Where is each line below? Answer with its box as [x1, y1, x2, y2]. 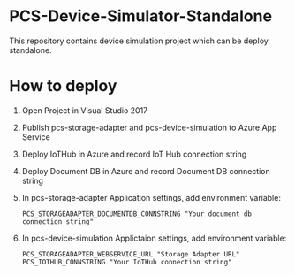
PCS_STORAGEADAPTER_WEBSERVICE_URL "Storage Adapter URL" [21, 249, 240, 258]
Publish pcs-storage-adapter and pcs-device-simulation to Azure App [21, 122, 277, 133]
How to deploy [9, 76, 117, 96]
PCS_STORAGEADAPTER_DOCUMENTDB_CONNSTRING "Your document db [21, 210, 253, 218]
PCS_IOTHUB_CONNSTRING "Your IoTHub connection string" [21, 257, 232, 266]
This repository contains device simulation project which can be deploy [9, 35, 269, 46]
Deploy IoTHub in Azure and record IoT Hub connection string [21, 149, 247, 159]
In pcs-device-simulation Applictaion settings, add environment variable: [21, 233, 287, 243]
